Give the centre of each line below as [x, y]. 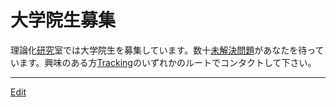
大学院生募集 [63, 20]
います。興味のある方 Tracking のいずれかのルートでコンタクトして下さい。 [163, 62]
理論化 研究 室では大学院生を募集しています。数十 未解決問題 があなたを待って [167, 50]
